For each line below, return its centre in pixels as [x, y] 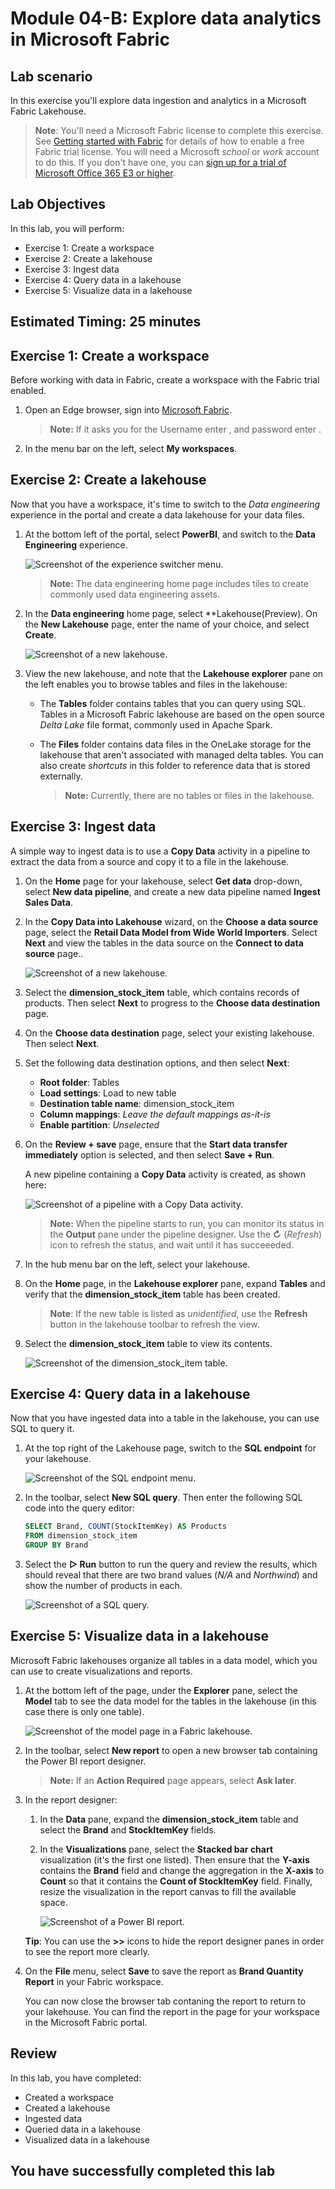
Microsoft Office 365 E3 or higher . [105, 173]
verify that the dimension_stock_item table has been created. [152, 1294]
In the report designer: [71, 1799]
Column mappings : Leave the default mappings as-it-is [155, 1114]
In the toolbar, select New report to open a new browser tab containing [171, 1750]
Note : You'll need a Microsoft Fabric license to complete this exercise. [179, 130]
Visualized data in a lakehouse [87, 2139]
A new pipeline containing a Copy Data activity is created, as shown [165, 1174]
